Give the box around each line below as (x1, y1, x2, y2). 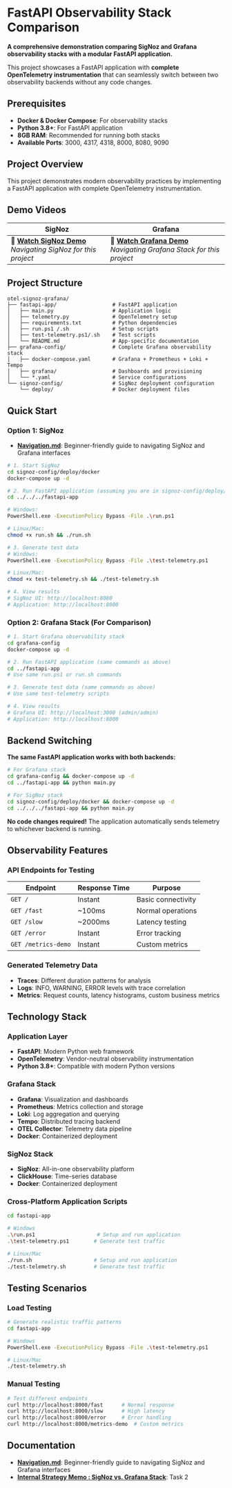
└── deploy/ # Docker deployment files (19, 386, 190, 393)
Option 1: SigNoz (7, 425, 64, 435)
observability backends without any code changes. (7, 77, 153, 86)
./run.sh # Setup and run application (7, 1256, 177, 1263)
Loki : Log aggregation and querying (17, 1110, 119, 1118)
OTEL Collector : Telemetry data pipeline (17, 1124, 133, 1133)
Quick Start (7, 404, 57, 416)
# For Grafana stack (7, 766, 67, 774)
